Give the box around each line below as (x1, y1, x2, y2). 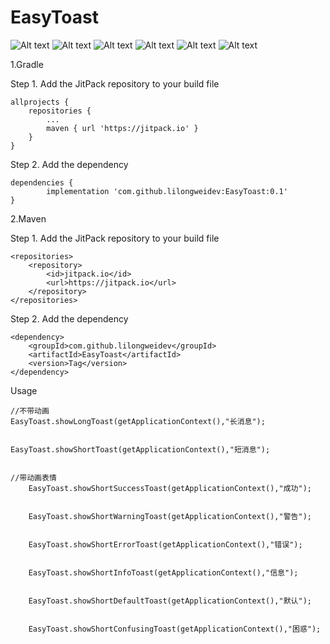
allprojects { (10, 97, 70, 107)
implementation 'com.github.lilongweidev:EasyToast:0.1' (46, 186, 288, 196)
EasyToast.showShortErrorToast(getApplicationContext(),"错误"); (28, 539, 303, 550)
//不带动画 (10, 406, 50, 416)
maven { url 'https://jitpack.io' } (46, 123, 199, 133)
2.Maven (10, 212, 47, 225)
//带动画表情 (10, 472, 57, 483)
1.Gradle (10, 58, 44, 70)
